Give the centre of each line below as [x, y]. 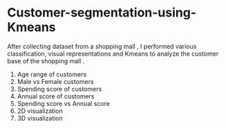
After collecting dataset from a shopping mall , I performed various [102, 46]
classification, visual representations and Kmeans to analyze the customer [113, 54]
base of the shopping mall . [46, 61]
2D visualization [40, 111]
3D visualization [40, 118]
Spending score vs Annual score [64, 103]
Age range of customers [52, 74]
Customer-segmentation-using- [102, 13]
